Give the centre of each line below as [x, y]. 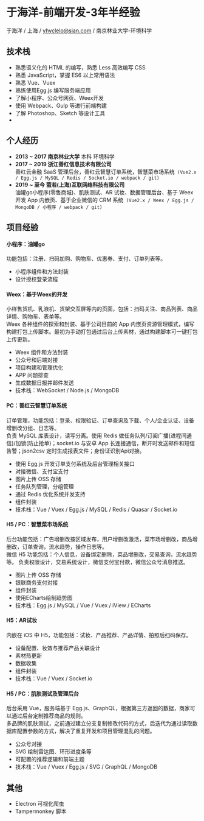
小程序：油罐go [26, 244]
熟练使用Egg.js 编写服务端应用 [53, 90]
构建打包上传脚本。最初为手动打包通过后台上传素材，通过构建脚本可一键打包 [102, 332]
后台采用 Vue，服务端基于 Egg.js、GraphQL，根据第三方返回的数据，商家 [98, 708]
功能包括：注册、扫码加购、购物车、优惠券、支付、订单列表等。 [86, 259]
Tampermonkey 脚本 [41, 811]
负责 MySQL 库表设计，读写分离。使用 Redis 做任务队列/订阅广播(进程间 [97, 435]
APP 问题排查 [32, 375]
